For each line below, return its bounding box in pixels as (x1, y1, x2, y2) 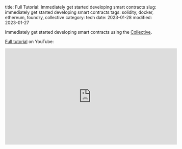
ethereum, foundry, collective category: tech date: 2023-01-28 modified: (5, 15, 152, 20)
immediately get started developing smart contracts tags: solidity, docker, (5, 9, 154, 15)
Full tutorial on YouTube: (5, 39, 54, 44)
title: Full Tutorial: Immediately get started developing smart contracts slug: (5, 4, 156, 10)
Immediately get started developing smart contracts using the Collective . (5, 29, 152, 35)
